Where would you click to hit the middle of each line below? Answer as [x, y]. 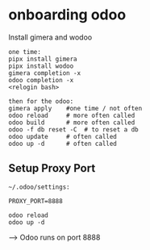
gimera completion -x [45, 73]
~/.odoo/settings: [39, 187]
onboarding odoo [67, 15]
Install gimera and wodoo [50, 37]
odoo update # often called [62, 136]
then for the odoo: [41, 101]
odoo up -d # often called [62, 144]
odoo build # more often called [72, 123]
